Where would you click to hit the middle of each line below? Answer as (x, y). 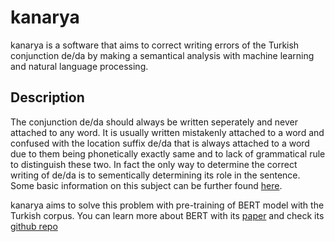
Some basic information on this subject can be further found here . (146, 185)
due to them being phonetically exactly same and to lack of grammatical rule (168, 153)
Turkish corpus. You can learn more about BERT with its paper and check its (167, 215)
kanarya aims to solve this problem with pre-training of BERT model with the (167, 205)
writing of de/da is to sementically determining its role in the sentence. (155, 175)
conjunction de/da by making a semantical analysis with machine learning (162, 55)
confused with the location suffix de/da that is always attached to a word (160, 143)
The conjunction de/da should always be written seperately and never (154, 122)
